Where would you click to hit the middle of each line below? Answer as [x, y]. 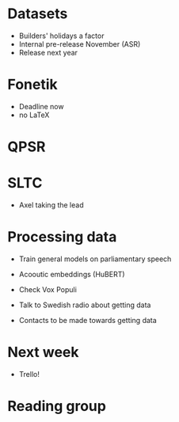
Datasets [38, 14]
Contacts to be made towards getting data [88, 320]
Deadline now [41, 106]
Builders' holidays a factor [61, 36]
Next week [44, 352]
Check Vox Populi [48, 289]
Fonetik [32, 85]
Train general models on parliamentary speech [95, 259]
